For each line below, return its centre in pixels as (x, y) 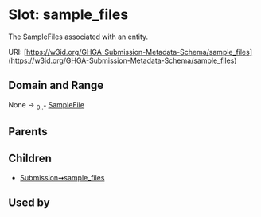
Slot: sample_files (68, 15)
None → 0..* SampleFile (47, 105)
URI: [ (18, 52)
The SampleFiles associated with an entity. (78, 37)
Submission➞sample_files (62, 177)
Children (30, 159)
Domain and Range (56, 85)
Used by (29, 203)
